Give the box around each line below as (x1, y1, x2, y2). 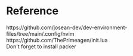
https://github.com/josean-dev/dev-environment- (6, 24, 128, 31)
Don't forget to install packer (6, 43, 76, 50)
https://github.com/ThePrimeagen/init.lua (6, 36, 108, 43)
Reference (6, 4, 58, 18)
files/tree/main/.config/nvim (6, 30, 75, 37)
